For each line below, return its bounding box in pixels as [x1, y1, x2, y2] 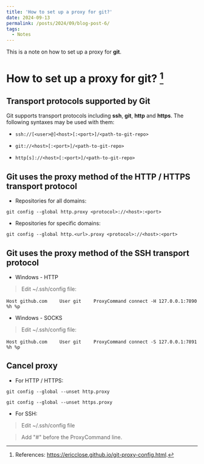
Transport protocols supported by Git [6, 96, 151, 106]
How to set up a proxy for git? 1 [6, 69, 164, 86]
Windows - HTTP [15, 274, 59, 281]
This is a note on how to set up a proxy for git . [6, 48, 121, 55]
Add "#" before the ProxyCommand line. [21, 433, 123, 441]
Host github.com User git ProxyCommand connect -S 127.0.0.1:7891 [6, 339, 197, 345]
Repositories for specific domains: [15, 220, 101, 227]
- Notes [12, 32, 32, 38]
